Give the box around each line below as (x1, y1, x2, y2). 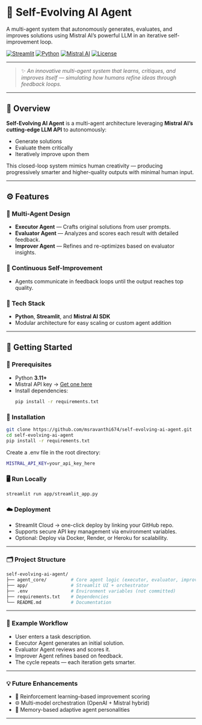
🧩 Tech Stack (6, 299, 46, 307)
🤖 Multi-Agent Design (6, 210, 70, 218)
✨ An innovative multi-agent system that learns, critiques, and (20, 67, 176, 74)
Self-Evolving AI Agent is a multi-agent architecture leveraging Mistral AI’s (6, 119, 194, 127)
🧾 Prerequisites (6, 360, 52, 369)
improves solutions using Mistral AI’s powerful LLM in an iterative (6, 31, 167, 39)
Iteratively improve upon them (14, 150, 90, 157)
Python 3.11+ (14, 374, 47, 381)
